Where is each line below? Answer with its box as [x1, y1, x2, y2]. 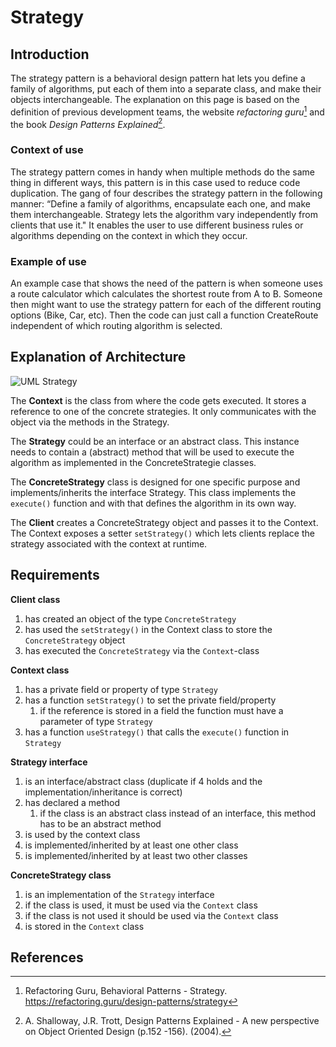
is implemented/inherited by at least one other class [24, 839, 239, 851]
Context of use [10, 143, 84, 157]
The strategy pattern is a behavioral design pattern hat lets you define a [10, 72, 306, 84]
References [10, 949, 84, 966]
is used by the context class [24, 828, 141, 840]
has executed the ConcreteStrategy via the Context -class [24, 644, 260, 656]
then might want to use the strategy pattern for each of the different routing [10, 298, 322, 310]
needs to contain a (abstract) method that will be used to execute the [10, 446, 295, 458]
